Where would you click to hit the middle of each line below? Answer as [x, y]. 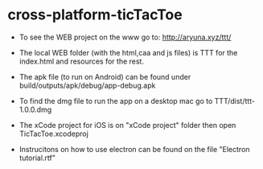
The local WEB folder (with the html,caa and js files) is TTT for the [128, 52]
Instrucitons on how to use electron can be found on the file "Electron [134, 149]
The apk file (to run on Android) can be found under [105, 76]
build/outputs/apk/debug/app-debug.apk [87, 85]
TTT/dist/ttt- [234, 101]
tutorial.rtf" [37, 158]
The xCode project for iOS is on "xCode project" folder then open [127, 125]
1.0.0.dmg [35, 109]
